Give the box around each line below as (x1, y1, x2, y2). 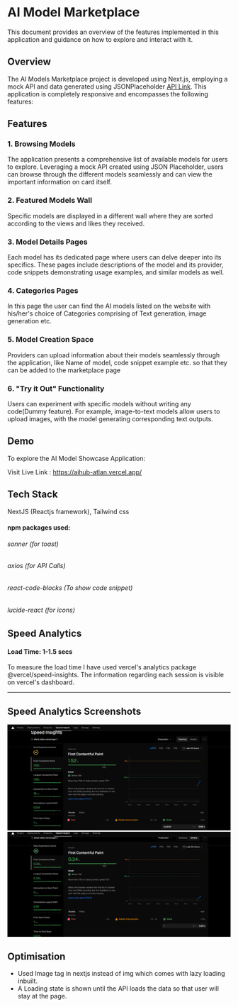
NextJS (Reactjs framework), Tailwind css (7, 507, 130, 516)
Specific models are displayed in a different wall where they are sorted (7, 211, 213, 220)
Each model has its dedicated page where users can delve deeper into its (7, 253, 222, 262)
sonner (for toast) (7, 540, 59, 548)
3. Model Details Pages (7, 237, 88, 247)
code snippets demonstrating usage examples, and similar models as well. (7, 268, 225, 277)
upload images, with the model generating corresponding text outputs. (7, 414, 214, 423)
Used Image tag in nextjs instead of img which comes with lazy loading (17, 969, 225, 978)
